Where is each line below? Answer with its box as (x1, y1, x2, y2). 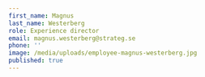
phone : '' (8, 42, 42, 50)
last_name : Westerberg (8, 19, 85, 27)
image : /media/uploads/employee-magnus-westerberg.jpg (8, 49, 198, 57)
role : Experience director (8, 26, 100, 34)
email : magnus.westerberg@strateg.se (8, 34, 136, 43)
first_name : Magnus (8, 11, 75, 20)
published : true (8, 57, 63, 65)
